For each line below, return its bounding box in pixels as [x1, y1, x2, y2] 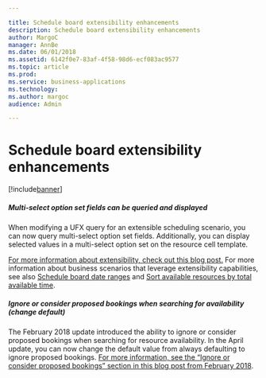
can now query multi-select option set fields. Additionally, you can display [8, 232, 250, 241]
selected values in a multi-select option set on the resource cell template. [8, 240, 249, 249]
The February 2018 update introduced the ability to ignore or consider [8, 327, 237, 337]
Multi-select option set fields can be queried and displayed [8, 202, 208, 212]
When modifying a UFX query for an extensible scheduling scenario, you [8, 223, 246, 232]
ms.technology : [8, 85, 59, 93]
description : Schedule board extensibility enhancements [8, 25, 201, 34]
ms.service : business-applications [8, 77, 126, 86]
